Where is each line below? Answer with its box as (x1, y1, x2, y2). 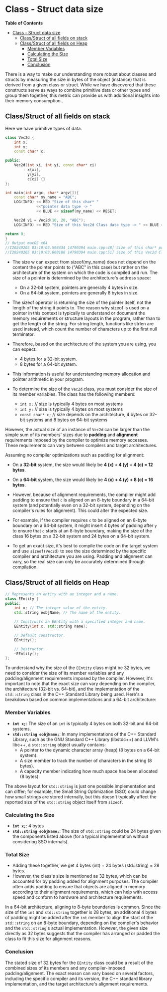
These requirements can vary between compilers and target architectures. (5, 443, 158, 448)
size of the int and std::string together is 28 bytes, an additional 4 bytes (5, 909, 157, 915)
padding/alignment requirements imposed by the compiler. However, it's (5, 675, 153, 682)
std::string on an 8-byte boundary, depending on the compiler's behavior (5, 920, 159, 926)
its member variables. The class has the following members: (12, 391, 136, 397)
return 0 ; (5, 231, 26, 237)
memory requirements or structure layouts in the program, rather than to (12, 315, 161, 321)
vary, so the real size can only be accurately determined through (12, 559, 145, 564)
